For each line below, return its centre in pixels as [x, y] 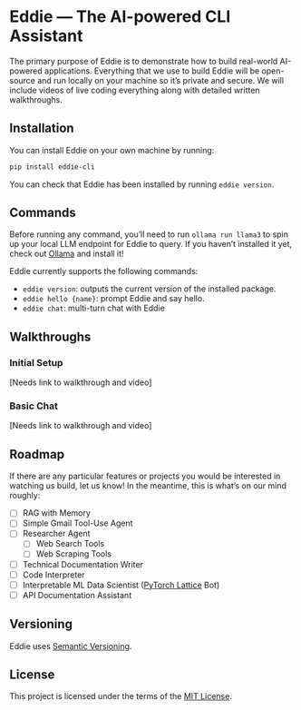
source [23, 80]
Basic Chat [34, 406]
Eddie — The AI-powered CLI [120, 17]
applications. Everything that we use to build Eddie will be [152, 71]
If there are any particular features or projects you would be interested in [145, 476]
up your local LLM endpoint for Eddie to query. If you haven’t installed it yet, [151, 244]
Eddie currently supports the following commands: [104, 271]
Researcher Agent [56, 534]
